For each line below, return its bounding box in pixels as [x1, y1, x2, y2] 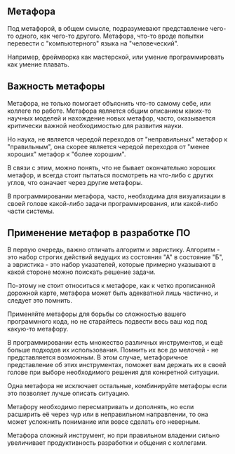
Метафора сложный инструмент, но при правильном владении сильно [7, 431, 220, 440]
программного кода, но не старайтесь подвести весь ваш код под [7, 317, 208, 326]
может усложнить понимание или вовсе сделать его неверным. [7, 418, 201, 426]
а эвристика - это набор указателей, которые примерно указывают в [7, 261, 216, 269]
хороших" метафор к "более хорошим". [7, 150, 126, 158]
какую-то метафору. [7, 325, 69, 333]
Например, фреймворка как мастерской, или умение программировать [7, 53, 224, 61]
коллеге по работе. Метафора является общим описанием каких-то [7, 106, 212, 115]
